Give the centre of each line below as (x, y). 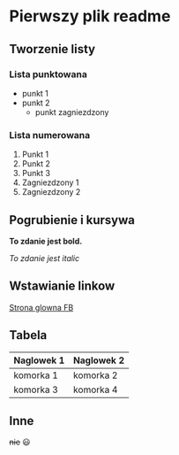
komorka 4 (96, 389)
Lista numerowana (50, 135)
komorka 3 (36, 389)
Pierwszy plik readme (90, 16)
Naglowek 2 (99, 360)
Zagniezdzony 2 (51, 192)
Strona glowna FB (41, 307)
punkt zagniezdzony (72, 112)
